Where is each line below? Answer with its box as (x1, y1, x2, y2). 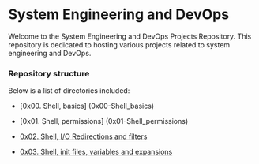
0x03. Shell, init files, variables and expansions (19, 147, 173, 157)
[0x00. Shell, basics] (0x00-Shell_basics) (19, 101, 155, 111)
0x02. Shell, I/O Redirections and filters (19, 132, 148, 141)
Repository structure (8, 68, 90, 79)
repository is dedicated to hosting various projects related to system (8, 39, 231, 49)
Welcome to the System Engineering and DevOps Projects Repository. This (8, 32, 252, 41)
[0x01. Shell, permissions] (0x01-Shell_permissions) (19, 117, 189, 126)
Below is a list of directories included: (8, 86, 130, 95)
